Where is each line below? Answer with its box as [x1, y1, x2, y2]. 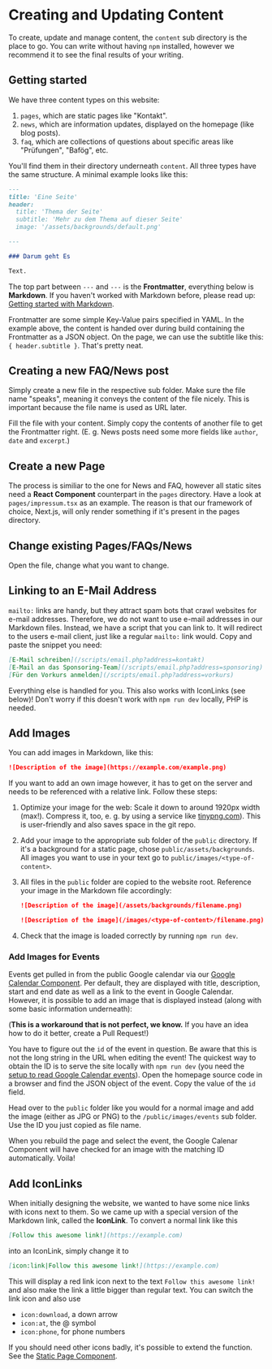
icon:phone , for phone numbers [19, 1326, 126, 1337]
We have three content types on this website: [8, 95, 160, 105]
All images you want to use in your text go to [19, 853, 170, 862]
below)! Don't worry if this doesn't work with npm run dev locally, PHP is [8, 694, 249, 704]
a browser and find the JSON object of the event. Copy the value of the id [8, 1078, 256, 1089]
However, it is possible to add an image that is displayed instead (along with [8, 995, 262, 1005]
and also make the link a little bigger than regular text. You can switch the [8, 1285, 253, 1294]
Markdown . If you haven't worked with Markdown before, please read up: [8, 290, 256, 300]
